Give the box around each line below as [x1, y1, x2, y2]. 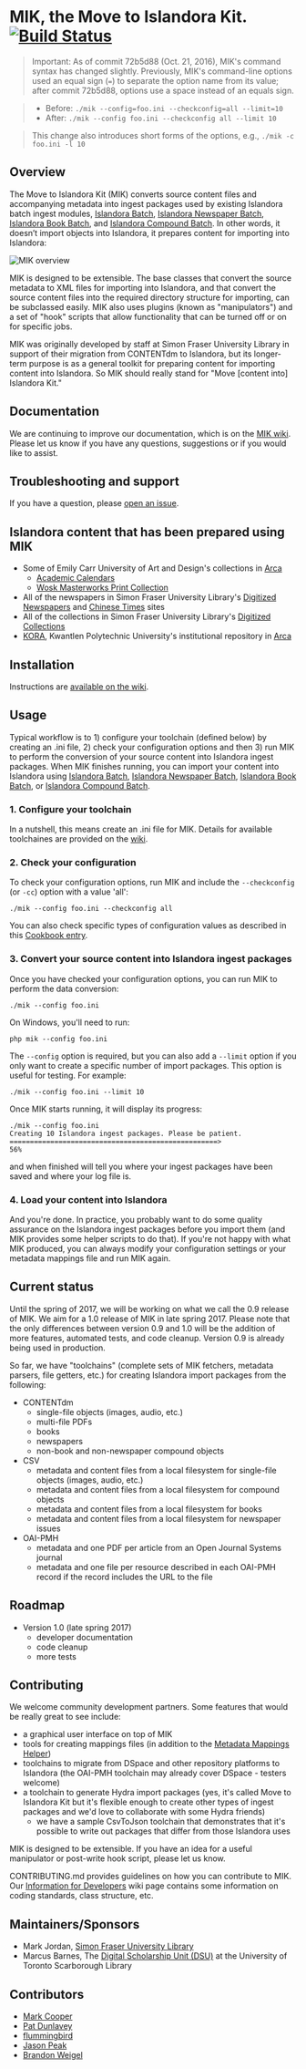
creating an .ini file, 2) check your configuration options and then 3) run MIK [9, 741, 295, 752]
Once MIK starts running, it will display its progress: [9, 1103, 203, 1114]
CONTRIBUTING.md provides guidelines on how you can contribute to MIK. [9, 1871, 291, 1882]
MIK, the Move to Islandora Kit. [9, 6, 248, 27]
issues [36, 1523, 61, 1534]
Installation [9, 657, 75, 672]
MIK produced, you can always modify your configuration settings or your [9, 1243, 287, 1254]
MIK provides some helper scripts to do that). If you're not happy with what [9, 1234, 291, 1244]
